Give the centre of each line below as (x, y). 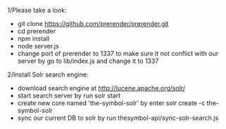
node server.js (38, 46)
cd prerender (37, 31)
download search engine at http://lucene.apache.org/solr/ (101, 88)
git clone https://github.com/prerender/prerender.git (93, 23)
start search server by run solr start (69, 95)
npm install (33, 39)
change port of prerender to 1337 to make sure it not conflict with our (118, 53)
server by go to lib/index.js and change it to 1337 (88, 61)
